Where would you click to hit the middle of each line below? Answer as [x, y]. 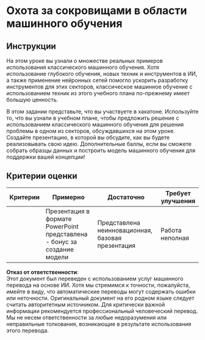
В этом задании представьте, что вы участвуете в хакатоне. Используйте [103, 111]
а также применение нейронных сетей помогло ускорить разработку [97, 80]
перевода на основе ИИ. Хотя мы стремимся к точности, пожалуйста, [98, 285]
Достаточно [126, 197]
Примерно [68, 197]
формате [59, 219]
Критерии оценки [42, 176]
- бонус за [61, 242]
